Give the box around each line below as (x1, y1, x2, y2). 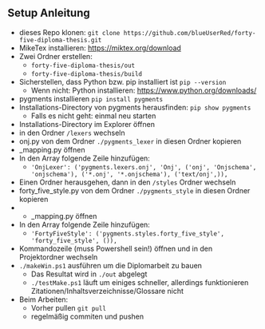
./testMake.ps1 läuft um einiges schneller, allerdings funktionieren (30, 277, 249, 287)
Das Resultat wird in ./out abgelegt (30, 269, 148, 279)
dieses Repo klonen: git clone (18, 27, 121, 37)
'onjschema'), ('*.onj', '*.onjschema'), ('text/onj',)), (30, 170, 228, 178)
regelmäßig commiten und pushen (30, 311, 144, 321)
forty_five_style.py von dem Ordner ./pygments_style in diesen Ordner (18, 185, 251, 195)
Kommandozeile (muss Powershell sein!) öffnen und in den (18, 244, 213, 253)
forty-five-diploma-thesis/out (30, 61, 136, 69)
